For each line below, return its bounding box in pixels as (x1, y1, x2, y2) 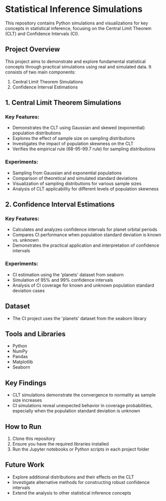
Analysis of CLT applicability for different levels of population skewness (12, 186, 159, 192)
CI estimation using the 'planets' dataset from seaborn (12, 271, 124, 278)
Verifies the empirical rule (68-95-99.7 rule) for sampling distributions (12, 146, 156, 152)
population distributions (12, 130, 61, 136)
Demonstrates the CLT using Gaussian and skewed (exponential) (12, 125, 145, 131)
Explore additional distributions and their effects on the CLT (12, 474, 134, 480)
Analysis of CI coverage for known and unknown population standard (12, 282, 155, 288)
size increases (12, 397, 42, 403)
